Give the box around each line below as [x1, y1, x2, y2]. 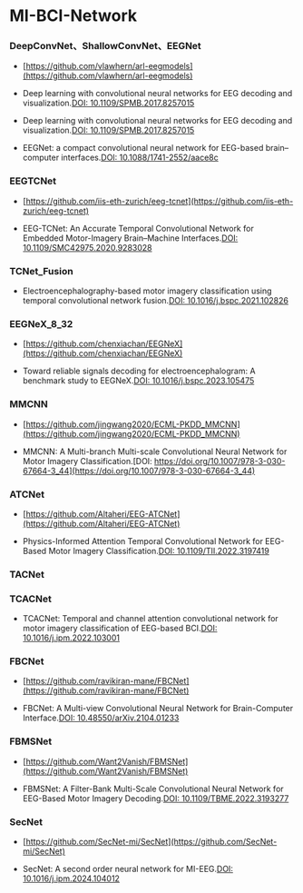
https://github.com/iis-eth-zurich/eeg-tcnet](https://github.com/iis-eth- [25, 195, 294, 206]
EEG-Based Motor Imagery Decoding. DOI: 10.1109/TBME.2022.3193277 [22, 792, 289, 804]
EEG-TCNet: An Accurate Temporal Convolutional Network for [22, 223, 254, 233]
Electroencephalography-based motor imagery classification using [22, 285, 272, 296]
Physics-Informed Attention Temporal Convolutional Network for [22, 535, 263, 546]
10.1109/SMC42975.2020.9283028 [22, 242, 152, 253]
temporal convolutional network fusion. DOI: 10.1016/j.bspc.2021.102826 [22, 295, 288, 306]
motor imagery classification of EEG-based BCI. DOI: [22, 623, 218, 634]
